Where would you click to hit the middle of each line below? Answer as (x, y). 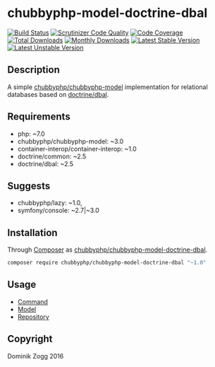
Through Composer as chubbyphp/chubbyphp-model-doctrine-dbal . (107, 250)
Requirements (39, 117)
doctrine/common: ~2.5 (52, 156)
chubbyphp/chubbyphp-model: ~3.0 (70, 141)
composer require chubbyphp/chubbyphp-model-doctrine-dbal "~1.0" (107, 263)
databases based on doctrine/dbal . (58, 94)
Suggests (29, 186)
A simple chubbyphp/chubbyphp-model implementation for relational (107, 87)
